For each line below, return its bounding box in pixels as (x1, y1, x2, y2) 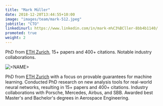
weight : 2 (5, 35, 26, 40)
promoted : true (5, 30, 37, 35)
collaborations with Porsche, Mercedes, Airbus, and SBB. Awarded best (5, 89, 153, 95)
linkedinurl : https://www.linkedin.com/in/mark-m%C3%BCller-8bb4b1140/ (5, 26, 158, 31)
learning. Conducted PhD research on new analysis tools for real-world (5, 78, 152, 85)
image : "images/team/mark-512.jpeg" (5, 16, 82, 21)
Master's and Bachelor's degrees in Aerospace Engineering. (5, 94, 129, 100)
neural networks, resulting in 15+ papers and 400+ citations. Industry (5, 84, 148, 90)
